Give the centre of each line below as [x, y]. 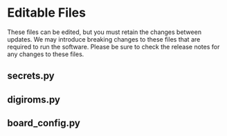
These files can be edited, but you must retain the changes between [105, 32]
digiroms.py [34, 100]
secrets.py [31, 76]
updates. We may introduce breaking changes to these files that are [104, 39]
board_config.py [44, 123]
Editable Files [47, 13]
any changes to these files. [46, 54]
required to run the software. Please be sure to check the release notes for [113, 46]
